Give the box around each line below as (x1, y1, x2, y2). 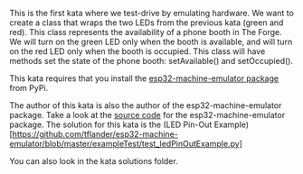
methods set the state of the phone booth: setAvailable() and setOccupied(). (9, 56, 294, 66)
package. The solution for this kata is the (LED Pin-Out (9, 119, 213, 130)
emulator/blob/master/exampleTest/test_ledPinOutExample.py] (9, 139, 242, 149)
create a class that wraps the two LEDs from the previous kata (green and (9, 17, 284, 28)
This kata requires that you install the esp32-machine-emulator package (9, 73, 279, 84)
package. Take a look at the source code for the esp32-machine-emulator (9, 110, 286, 120)
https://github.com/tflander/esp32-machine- (12, 129, 178, 139)
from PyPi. (9, 83, 49, 93)
